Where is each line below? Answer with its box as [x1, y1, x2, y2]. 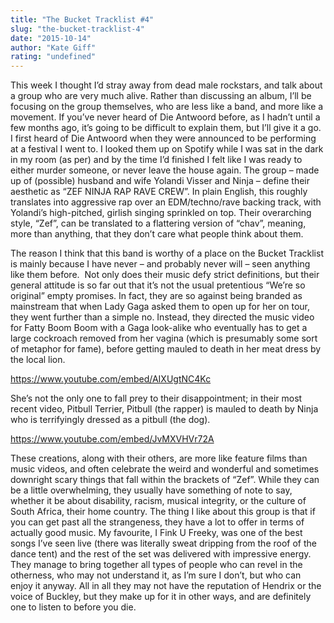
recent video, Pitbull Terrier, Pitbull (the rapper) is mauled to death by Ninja [10, 403, 319, 415]
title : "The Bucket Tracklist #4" [10, 14, 155, 25]
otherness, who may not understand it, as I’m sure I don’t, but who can [10, 569, 302, 581]
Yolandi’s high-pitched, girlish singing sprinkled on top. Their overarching [10, 207, 312, 219]
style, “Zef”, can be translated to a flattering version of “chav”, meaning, [10, 217, 307, 230]
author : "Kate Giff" [10, 42, 97, 53]
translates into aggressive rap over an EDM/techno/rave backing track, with [10, 196, 322, 208]
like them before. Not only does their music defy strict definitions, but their [10, 269, 320, 281]
